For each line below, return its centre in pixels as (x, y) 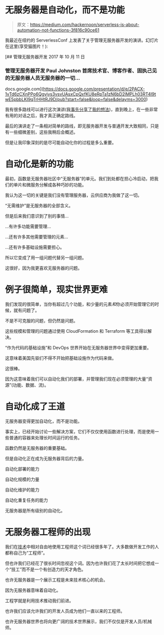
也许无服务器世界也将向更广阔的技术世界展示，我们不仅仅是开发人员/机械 (79, 621)
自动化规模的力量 (22, 479)
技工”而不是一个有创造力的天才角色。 (49, 569)
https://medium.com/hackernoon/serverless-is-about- (85, 24)
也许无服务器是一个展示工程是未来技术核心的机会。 (56, 580)
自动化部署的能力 (22, 469)
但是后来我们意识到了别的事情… (37, 216)
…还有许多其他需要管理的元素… (37, 237)
